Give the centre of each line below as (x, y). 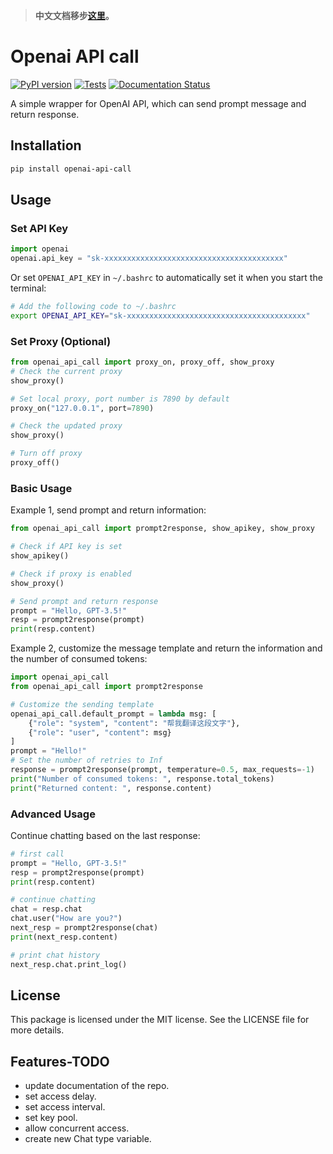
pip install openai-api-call (71, 169)
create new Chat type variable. (88, 1139)
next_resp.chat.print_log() (69, 964)
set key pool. (51, 1118)
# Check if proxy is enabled (71, 574)
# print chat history (55, 955)
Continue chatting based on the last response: (105, 835)
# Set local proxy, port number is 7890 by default (120, 399)
